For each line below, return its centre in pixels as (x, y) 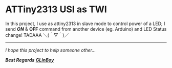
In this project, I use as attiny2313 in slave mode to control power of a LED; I (85, 24)
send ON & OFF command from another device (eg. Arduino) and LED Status (86, 29)
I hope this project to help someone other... (51, 50)
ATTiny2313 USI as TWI (56, 9)
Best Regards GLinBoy (30, 60)
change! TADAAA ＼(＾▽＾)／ (37, 35)
